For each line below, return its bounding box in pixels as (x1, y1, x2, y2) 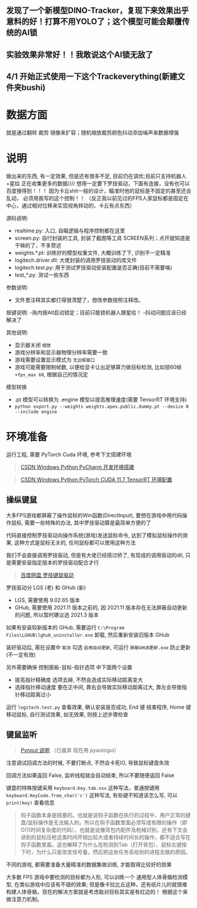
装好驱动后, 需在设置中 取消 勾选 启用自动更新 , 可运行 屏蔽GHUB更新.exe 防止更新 (6, 644, 191, 651)
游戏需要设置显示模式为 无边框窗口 (14, 356, 95, 363)
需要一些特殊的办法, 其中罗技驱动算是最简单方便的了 (24, 519, 151, 526)
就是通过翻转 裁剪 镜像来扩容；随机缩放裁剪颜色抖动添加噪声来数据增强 (6, 129, 179, 136)
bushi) (21, 83, 46, 93)
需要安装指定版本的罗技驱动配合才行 (11, 559, 99, 566)
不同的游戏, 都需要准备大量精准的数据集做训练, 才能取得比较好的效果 (6, 861, 172, 868)
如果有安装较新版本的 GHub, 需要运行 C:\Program (6, 624, 125, 631)
